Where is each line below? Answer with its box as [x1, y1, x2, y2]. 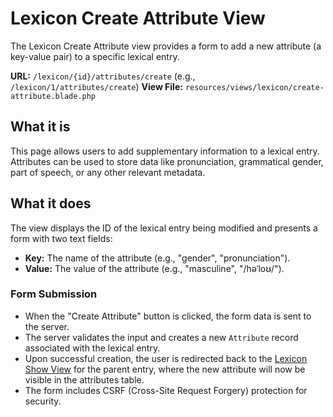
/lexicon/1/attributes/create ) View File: [10, 80, 183, 92]
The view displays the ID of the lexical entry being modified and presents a [10, 222, 318, 234]
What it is [10, 118, 71, 136]
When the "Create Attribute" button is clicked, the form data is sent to [24, 310, 312, 322]
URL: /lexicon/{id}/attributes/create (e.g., [10, 70, 196, 82]
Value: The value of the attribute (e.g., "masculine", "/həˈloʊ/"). [24, 262, 285, 274]
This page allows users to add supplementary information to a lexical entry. [10, 145, 320, 157]
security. [24, 395, 62, 407]
